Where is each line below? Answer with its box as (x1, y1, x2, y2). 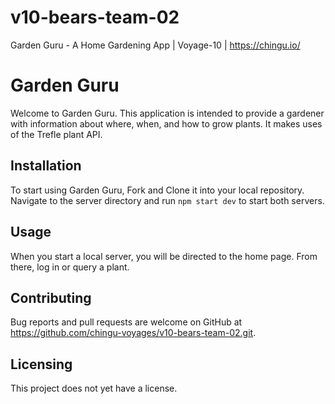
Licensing (10, 356, 73, 373)
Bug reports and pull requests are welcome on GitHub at (10, 316, 243, 328)
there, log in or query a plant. (10, 261, 130, 273)
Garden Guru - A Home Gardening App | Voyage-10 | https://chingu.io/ (10, 39, 301, 51)
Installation (10, 157, 82, 175)
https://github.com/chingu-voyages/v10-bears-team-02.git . (10, 327, 257, 339)
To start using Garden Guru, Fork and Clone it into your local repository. (10, 184, 305, 196)
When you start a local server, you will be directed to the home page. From (10, 250, 318, 262)
